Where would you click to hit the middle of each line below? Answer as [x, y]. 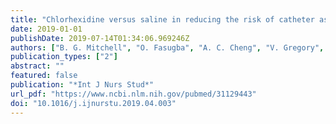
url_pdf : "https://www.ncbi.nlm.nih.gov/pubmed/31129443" [133, 94]
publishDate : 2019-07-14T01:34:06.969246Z [100, 38]
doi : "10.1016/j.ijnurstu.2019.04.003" [93, 103]
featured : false [44, 76]
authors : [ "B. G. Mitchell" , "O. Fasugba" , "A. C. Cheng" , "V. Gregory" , [167, 47]
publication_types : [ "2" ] [64, 57]
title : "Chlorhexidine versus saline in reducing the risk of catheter [162, 19]
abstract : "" [37, 66]
